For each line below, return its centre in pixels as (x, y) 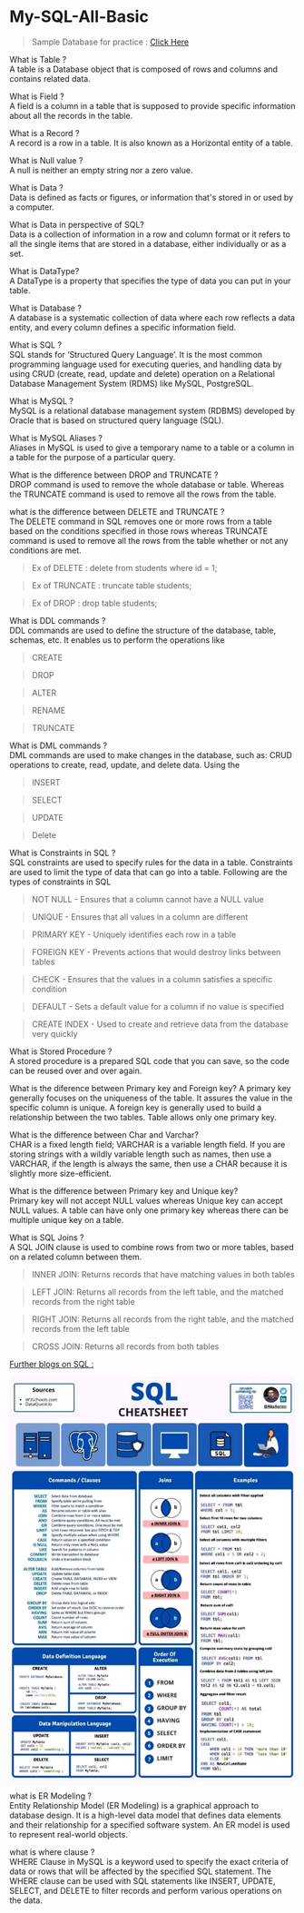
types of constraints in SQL (60, 882)
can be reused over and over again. (76, 1070)
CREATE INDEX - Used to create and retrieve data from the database (160, 1024)
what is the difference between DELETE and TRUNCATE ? (117, 511)
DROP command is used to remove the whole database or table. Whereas (147, 484)
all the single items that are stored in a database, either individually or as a (148, 243)
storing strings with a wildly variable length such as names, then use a (141, 1154)
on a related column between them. (76, 1257)
